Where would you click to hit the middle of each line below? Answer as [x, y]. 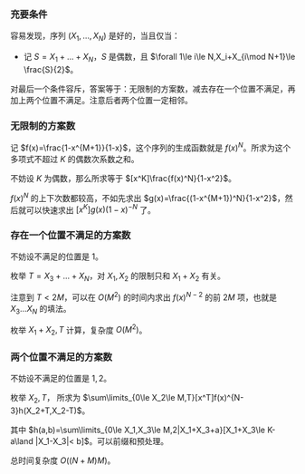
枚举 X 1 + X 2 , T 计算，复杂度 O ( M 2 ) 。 [79, 330]
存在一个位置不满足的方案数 [71, 236]
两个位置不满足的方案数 [61, 357]
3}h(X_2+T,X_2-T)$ [46, 411]
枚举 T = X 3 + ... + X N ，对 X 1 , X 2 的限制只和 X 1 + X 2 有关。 [118, 277]
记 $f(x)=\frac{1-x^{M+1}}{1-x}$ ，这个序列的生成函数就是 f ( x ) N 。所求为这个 [151, 147]
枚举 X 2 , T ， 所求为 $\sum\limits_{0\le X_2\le [93, 399]
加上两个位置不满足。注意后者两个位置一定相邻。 [101, 100]
